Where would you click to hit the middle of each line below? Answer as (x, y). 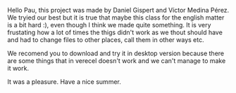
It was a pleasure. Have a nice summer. (64, 82)
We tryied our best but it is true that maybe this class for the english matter (116, 17)
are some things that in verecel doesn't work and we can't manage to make (117, 61)
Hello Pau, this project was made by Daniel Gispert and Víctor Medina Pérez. (118, 10)
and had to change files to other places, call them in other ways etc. (106, 40)
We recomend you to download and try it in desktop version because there (116, 53)
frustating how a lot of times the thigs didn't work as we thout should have (115, 32)
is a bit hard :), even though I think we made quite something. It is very (109, 25)
